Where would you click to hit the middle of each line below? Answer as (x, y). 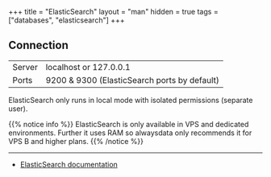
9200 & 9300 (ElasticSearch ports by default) (133, 80)
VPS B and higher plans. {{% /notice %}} (76, 141)
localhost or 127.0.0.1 (88, 67)
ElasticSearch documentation (69, 164)
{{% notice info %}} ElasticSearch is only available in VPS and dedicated (129, 124)
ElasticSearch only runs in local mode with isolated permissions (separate (131, 100)
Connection (38, 45)
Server (25, 67)
